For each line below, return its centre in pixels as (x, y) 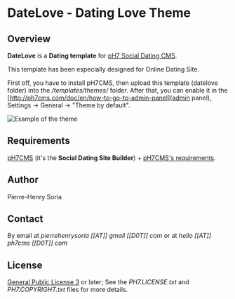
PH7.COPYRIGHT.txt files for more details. (68, 290)
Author (23, 180)
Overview (29, 39)
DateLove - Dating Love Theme (99, 13)
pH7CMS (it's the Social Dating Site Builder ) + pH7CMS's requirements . (112, 158)
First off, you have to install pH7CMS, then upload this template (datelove (113, 83)
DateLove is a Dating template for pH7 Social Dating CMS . (92, 55)
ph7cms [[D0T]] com (38, 243)
